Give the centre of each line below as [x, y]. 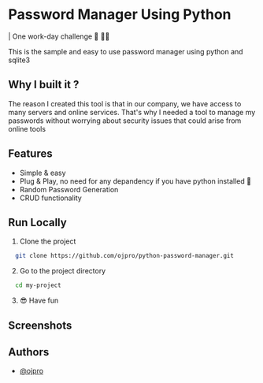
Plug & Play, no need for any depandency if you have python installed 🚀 [135, 181]
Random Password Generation [69, 189]
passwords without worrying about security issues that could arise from [125, 121]
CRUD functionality [51, 198]
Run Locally [37, 222]
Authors [29, 352]
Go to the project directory [63, 271]
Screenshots [40, 325]
